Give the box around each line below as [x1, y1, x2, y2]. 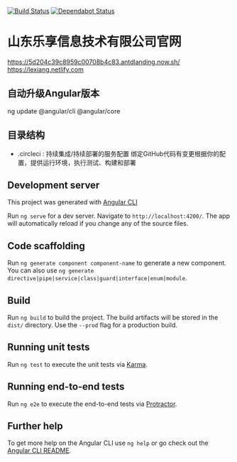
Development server [7, 179, 100, 191]
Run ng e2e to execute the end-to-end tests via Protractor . [7, 400, 177, 408]
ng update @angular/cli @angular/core [7, 106, 121, 115]
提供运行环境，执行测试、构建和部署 [30, 158, 136, 167]
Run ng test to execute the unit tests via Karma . [7, 360, 148, 368]
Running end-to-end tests [7, 380, 125, 393]
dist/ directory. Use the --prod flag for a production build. [7, 321, 177, 329]
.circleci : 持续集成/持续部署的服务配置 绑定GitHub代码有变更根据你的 [17, 149, 220, 158]
